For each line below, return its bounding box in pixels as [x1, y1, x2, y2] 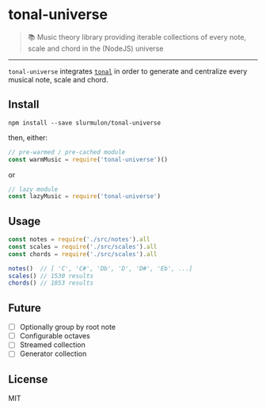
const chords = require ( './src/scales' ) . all [8, 250, 158, 258]
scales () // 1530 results [8, 272, 93, 280]
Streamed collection [19, 340, 85, 350]
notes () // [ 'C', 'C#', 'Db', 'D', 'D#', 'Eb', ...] [8, 264, 193, 273]
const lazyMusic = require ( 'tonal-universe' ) [8, 193, 161, 201]
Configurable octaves [19, 331, 91, 341]
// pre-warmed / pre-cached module [8, 148, 126, 156]
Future [8, 301, 42, 315]
